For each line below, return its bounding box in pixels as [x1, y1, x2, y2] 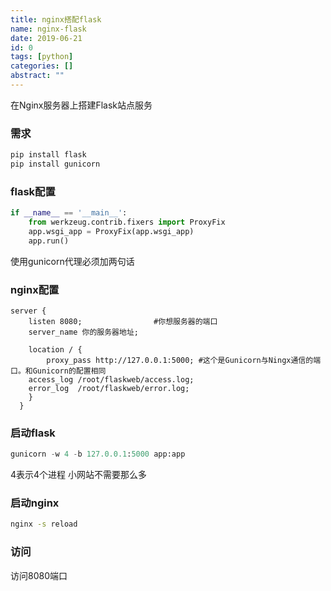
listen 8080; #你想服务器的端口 [28, 317, 218, 327]
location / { [28, 345, 83, 355]
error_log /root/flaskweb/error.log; [28, 384, 190, 394]
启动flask [10, 426, 56, 440]
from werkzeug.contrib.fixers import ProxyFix [28, 217, 226, 228]
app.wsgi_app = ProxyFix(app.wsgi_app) [28, 226, 195, 236]
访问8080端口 [10, 569, 68, 581]
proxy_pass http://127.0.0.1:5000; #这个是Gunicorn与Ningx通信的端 [46, 356, 322, 366]
